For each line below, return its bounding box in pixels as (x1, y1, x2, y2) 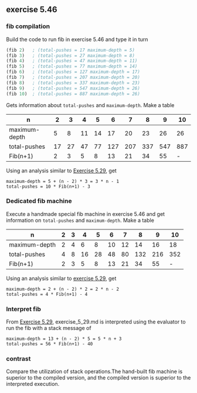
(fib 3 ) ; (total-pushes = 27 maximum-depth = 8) (6, 52, 135, 58)
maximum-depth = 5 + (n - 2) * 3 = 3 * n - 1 (6, 178, 119, 184)
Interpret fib (6, 305, 41, 313)
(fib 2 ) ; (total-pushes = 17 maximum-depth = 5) (6, 47, 135, 53)
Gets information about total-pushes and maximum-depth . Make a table (6, 101, 175, 108)
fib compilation (6, 22, 50, 31)
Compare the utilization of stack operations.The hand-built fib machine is (6, 368, 183, 375)
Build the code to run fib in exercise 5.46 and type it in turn (6, 35, 148, 43)
